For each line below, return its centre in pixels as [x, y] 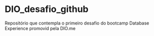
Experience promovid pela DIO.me [40, 28]
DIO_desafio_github [47, 9]
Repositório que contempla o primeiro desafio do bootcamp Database [77, 23]
